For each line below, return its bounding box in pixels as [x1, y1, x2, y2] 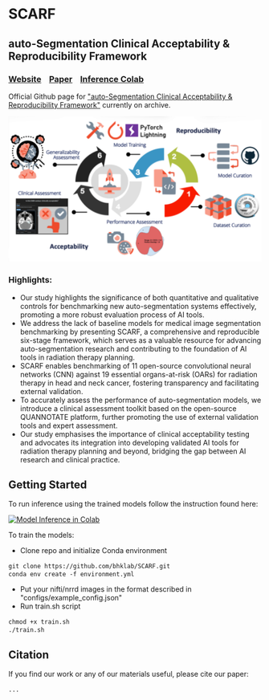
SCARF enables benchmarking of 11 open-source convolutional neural [19, 360, 251, 370]
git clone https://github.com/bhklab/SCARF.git [8, 563, 171, 571]
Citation [8, 648, 50, 661]
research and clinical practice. [19, 454, 120, 464]
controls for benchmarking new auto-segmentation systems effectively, [19, 301, 257, 311]
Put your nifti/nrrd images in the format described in [19, 584, 192, 594]
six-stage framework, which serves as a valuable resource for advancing [19, 335, 262, 345]
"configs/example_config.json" [19, 593, 123, 603]
